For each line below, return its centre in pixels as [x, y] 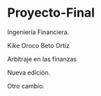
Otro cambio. [26, 86]
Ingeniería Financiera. [38, 32]
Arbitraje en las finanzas [42, 59]
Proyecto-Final [51, 13]
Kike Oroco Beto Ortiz [38, 45]
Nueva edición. [29, 72]
